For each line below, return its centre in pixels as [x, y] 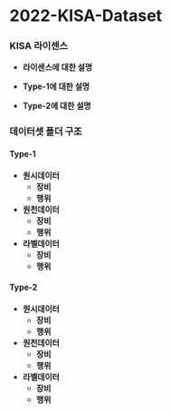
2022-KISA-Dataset [86, 16]
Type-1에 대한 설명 [56, 86]
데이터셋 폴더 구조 [46, 132]
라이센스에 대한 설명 [57, 67]
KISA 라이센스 [39, 46]
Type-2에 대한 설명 [57, 106]
